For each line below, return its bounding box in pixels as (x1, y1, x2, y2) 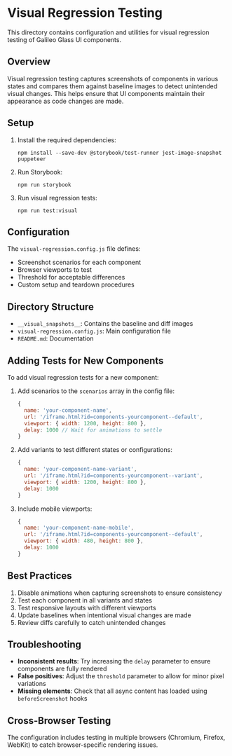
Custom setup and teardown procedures (17, 280, 135, 289)
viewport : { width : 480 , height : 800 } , (24, 537, 144, 544)
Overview (7, 56, 51, 68)
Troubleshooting (7, 638, 82, 650)
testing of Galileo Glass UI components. (7, 35, 121, 43)
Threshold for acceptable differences (17, 273, 125, 282)
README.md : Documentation (17, 334, 94, 343)
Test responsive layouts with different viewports (17, 603, 156, 612)
